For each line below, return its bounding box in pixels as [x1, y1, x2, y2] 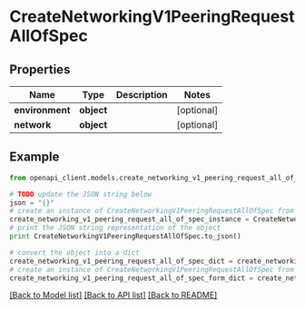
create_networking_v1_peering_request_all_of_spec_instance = [9, 215, 250, 224]
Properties [9, 62, 71, 77]
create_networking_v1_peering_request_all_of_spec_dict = [9, 256, 233, 266]
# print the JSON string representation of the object [9, 224, 221, 233]
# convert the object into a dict [9, 247, 141, 257]
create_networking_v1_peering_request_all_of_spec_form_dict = [9, 274, 254, 283]
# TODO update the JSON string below [9, 189, 152, 198]
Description [116, 89, 168, 101]
